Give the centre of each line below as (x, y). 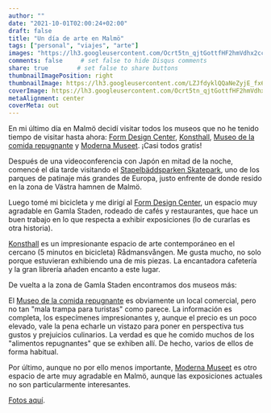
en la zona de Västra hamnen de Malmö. (75, 187)
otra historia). (31, 228)
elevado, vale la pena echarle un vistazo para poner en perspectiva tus (126, 326)
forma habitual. (33, 352)
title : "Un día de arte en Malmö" (67, 38)
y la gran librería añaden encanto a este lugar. (84, 270)
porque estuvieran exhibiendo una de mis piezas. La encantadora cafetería (133, 261)
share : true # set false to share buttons (94, 68)
